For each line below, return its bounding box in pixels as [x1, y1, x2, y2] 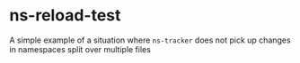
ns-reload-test [9, 5, 121, 26]
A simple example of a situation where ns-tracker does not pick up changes [9, 35, 291, 45]
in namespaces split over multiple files [9, 43, 151, 54]
